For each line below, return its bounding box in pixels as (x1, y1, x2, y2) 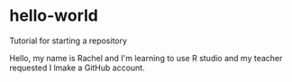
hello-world (9, 5, 99, 26)
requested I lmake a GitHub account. (9, 62, 146, 73)
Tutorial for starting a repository (9, 35, 128, 46)
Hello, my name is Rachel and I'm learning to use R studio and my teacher (9, 52, 283, 63)
